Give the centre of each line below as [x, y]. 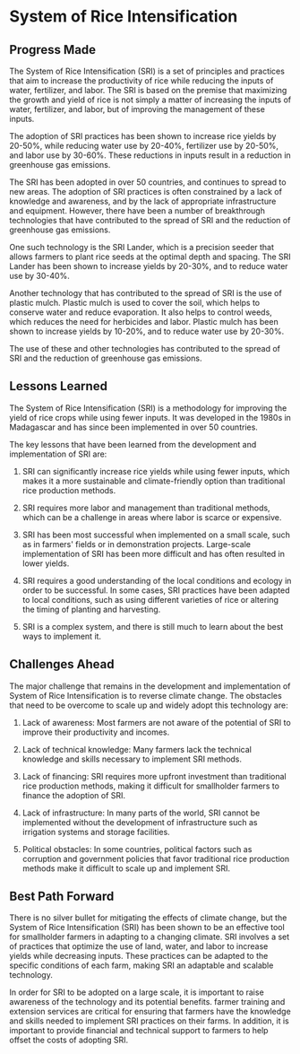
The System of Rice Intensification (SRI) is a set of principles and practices [147, 71]
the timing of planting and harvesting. [91, 609]
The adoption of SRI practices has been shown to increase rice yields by [143, 136]
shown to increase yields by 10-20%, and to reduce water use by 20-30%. [147, 331]
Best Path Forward [62, 897]
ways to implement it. [61, 636]
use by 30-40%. [39, 276]
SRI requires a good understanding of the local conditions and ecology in [157, 580]
